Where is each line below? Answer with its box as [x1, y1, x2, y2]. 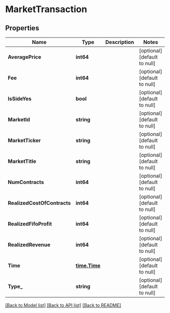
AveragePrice [8, 54, 41, 60]
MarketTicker [8, 137, 41, 144]
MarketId [8, 116, 30, 123]
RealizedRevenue [8, 241, 51, 248]
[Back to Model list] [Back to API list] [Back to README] [5, 302, 121, 308]
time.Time [75, 262, 101, 269]
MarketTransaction [5, 4, 88, 15]
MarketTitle [8, 158, 36, 165]
